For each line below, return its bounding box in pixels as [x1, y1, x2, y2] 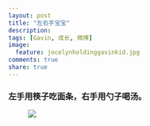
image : [8, 41, 30, 49]
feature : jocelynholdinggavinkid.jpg [15, 48, 140, 56]
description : [8, 26, 52, 34]
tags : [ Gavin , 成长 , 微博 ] [8, 33, 93, 42]
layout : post [8, 11, 52, 20]
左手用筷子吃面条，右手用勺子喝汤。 [8, 90, 147, 101]
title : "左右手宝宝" [8, 19, 70, 27]
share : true [8, 63, 48, 71]
